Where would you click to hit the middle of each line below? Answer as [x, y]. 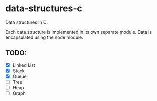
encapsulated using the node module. [44, 37]
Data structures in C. [27, 22]
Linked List [24, 65]
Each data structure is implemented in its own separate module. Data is [78, 32]
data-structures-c [44, 9]
